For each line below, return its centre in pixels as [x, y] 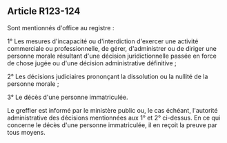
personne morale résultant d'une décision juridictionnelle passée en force [112, 56]
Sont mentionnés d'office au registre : [61, 27]
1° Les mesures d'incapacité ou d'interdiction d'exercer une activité [103, 41]
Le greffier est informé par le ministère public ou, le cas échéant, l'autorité [112, 110]
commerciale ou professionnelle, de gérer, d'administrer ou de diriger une [112, 48]
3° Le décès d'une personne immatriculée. [68, 97]
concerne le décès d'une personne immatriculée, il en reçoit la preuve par [112, 125]
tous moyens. [27, 132]
